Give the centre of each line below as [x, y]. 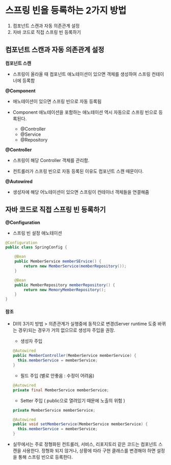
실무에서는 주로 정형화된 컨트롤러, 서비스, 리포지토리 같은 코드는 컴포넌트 [85, 444]
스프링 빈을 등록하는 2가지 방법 [66, 11]
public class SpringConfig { [36, 247]
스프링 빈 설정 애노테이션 [37, 233]
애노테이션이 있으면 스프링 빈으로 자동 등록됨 [57, 101]
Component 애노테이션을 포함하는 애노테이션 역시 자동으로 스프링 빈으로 [85, 112]
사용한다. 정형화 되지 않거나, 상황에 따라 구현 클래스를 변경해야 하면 [89, 451]
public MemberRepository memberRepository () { [65, 285]
